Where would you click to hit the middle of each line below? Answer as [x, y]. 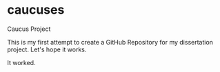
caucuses [36, 10]
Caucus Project [29, 29]
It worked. [21, 62]
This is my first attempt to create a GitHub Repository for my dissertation [110, 42]
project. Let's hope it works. [47, 49]
